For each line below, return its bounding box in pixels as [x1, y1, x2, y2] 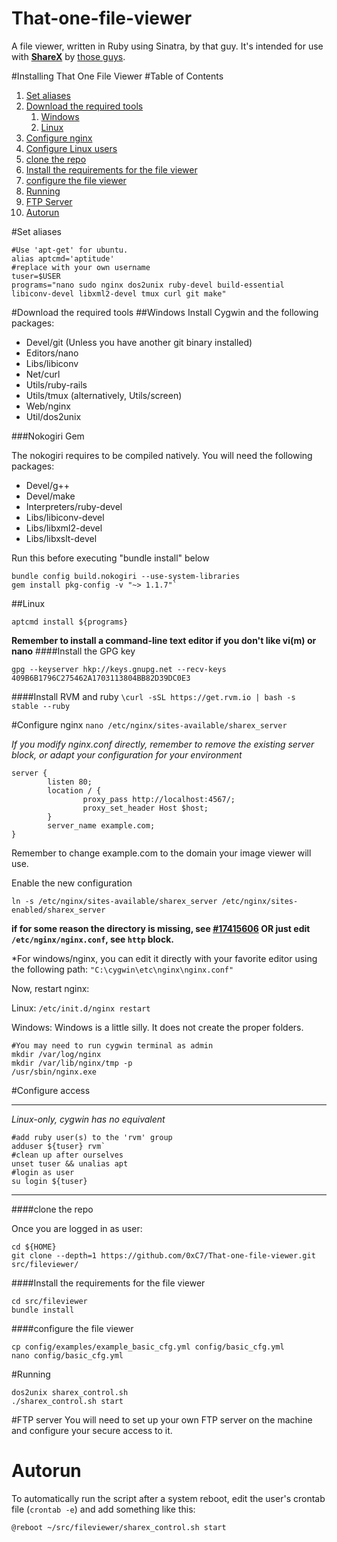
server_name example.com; [47, 820, 156, 831]
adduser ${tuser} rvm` [11, 1141, 106, 1151]
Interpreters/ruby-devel [25, 500, 123, 512]
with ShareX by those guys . [11, 50, 126, 62]
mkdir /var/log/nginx [11, 1049, 102, 1059]
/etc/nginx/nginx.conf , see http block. [11, 933, 174, 945]
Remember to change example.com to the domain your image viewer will [11, 847, 312, 859]
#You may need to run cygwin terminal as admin [11, 1040, 214, 1051]
